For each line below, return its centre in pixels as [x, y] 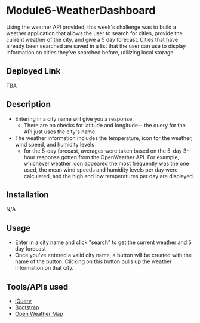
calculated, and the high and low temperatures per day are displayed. [109, 176]
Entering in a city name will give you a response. [74, 119]
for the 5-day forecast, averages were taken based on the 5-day [103, 151]
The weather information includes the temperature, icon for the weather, [104, 138]
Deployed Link [33, 71]
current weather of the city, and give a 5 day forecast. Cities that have [92, 39]
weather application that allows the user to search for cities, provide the [95, 33]
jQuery [23, 301]
